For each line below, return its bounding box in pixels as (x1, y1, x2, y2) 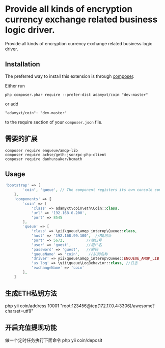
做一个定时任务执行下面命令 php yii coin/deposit (5, 337, 103, 343)
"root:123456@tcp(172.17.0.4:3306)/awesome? (60, 303, 155, 309)
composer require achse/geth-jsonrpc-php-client (5, 152, 107, 157)
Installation (5, 60, 40, 68)
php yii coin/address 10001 (5, 303, 59, 309)
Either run (5, 83, 25, 89)
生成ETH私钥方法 (5, 289, 57, 298)
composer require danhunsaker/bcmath (5, 157, 82, 161)
